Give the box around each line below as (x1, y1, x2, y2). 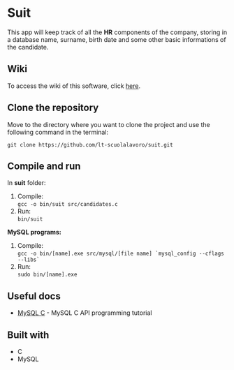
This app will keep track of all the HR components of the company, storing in (7, 28, 228, 36)
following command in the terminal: (7, 128, 109, 136)
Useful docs (7, 290, 61, 302)
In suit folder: (7, 179, 46, 187)
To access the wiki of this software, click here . (7, 82, 141, 90)
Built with (7, 329, 50, 341)
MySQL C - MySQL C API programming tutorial (17, 309, 152, 317)
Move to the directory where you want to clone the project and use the (7, 120, 211, 128)
